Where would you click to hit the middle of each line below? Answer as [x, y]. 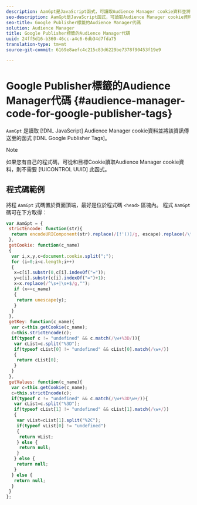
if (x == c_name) [32, 289]
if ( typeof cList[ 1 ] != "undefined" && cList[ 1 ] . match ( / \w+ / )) [91, 410]
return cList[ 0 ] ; [38, 360]
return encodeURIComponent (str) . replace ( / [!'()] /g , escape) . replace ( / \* [102, 234]
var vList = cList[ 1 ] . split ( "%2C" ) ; [59, 420]
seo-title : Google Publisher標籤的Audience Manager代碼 [74, 22]
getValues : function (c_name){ [45, 382]
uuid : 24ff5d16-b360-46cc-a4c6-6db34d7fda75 [61, 39]
